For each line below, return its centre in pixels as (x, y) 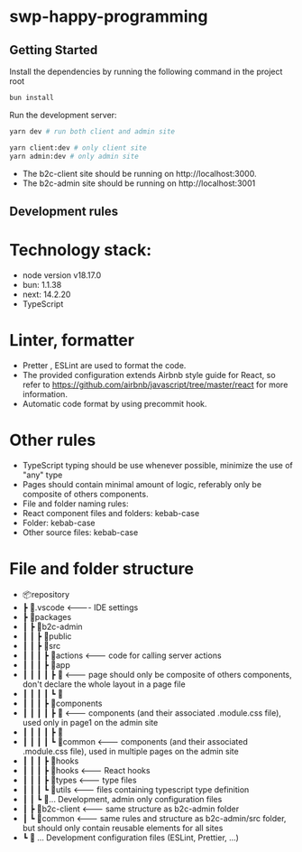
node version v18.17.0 (62, 275)
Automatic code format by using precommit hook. (114, 403)
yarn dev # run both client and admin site (92, 131)
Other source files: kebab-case (80, 532)
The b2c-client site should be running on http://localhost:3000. (139, 173)
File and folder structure (101, 568)
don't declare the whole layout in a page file (104, 684)
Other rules (53, 440)
